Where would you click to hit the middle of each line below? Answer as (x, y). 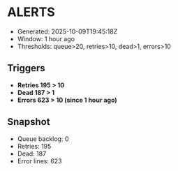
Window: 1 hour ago (46, 38)
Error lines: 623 (39, 161)
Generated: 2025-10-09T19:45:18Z (67, 31)
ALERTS (31, 12)
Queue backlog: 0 (43, 139)
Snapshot (29, 122)
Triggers (26, 68)
